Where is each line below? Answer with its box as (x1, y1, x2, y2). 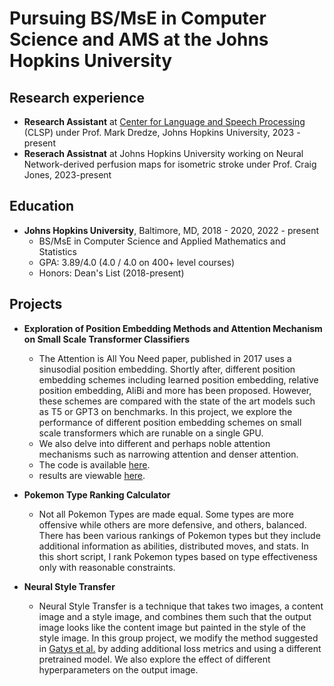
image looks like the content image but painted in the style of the (38, 621, 306, 633)
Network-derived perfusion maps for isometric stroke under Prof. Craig (23, 158, 317, 170)
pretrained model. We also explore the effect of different (38, 653, 271, 665)
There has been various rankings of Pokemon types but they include (38, 529, 321, 541)
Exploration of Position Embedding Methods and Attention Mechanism (23, 322, 323, 334)
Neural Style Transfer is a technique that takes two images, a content (38, 600, 324, 612)
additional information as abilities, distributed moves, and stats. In (38, 540, 309, 552)
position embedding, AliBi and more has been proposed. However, (38, 384, 312, 396)
